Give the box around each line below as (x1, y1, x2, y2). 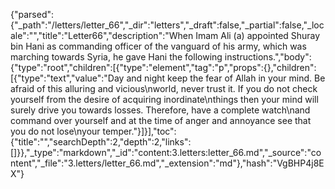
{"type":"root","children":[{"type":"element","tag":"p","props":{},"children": (10, 62, 317, 73)
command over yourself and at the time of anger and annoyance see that (10, 115, 312, 126)
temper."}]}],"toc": (102, 125, 177, 137)
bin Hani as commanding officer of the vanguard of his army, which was (10, 40, 307, 52)
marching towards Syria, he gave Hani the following (10, 51, 223, 63)
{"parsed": (10, 9, 55, 20)
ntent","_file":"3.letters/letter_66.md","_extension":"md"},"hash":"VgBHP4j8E (10, 157, 325, 169)
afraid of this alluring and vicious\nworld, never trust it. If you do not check (10, 83, 318, 94)
